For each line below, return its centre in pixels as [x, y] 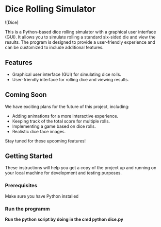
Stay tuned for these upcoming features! [45, 141]
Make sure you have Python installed [42, 196]
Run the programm [27, 209]
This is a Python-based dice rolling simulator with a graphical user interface [80, 32]
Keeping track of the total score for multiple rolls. [61, 121]
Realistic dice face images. [39, 131]
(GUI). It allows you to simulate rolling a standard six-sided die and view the [80, 37]
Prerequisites [21, 186]
